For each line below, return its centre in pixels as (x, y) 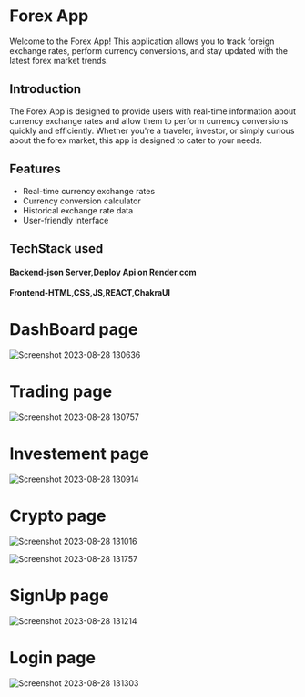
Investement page (80, 454)
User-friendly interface (66, 220)
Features (35, 169)
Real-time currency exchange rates (89, 191)
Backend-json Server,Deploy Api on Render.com (103, 272)
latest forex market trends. (59, 60)
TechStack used (56, 249)
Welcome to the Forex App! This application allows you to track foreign (142, 41)
